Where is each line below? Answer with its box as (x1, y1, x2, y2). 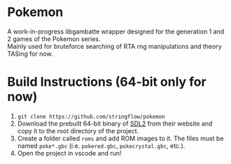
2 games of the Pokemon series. (7, 34, 101, 43)
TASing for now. (7, 50, 53, 58)
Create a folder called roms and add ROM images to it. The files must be (17, 134, 224, 142)
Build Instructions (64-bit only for (7, 74, 206, 90)
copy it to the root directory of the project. (17, 126, 139, 135)
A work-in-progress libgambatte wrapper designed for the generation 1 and (7, 27, 225, 36)
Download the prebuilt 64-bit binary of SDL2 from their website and (17, 119, 213, 128)
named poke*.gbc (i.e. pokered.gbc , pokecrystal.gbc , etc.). (17, 141, 185, 150)
